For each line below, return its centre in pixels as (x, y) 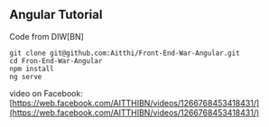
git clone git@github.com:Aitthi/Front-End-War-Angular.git (125, 53)
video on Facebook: (46, 93)
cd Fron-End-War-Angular (56, 61)
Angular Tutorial (56, 15)
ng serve (26, 77)
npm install (32, 68)
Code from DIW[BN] (46, 36)
